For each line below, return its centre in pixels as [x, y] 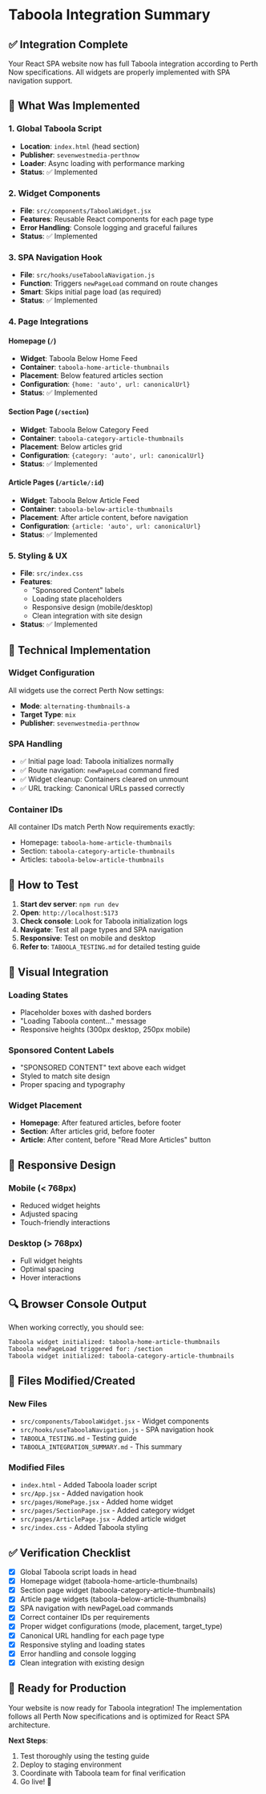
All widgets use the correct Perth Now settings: [86, 690]
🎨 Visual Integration [58, 972]
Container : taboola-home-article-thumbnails [95, 367]
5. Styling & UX [38, 555]
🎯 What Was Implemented [74, 106]
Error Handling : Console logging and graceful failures [109, 227]
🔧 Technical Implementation [79, 650]
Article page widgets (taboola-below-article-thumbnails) [113, 1599]
